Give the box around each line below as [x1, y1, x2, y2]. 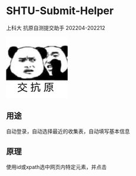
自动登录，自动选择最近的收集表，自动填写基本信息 [6, 128, 130, 135]
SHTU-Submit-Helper [6, 4, 114, 18]
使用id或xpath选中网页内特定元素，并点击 [6, 163, 107, 170]
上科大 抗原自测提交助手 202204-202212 [6, 24, 105, 31]
